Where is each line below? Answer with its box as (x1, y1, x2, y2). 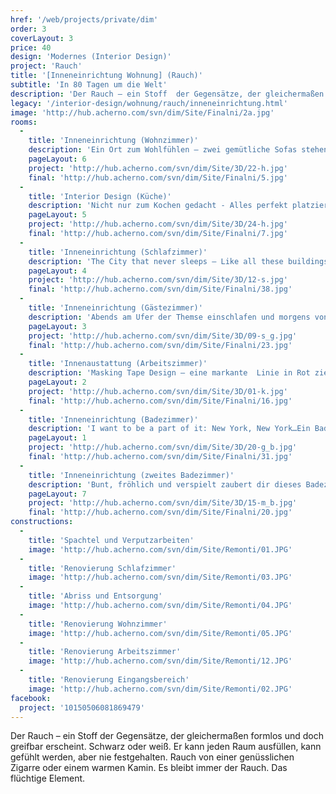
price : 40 (10, 42, 52, 53)
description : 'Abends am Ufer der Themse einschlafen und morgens (28, 312, 311, 322)
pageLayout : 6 (28, 154, 87, 164)
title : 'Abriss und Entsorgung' (28, 591, 163, 601)
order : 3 (10, 24, 47, 34)
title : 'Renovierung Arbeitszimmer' (28, 647, 182, 657)
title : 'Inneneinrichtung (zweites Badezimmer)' (28, 470, 235, 480)
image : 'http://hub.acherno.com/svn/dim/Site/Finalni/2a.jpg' (10, 107, 275, 118)
